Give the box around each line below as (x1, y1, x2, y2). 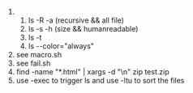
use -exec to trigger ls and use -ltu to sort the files (15, 76, 185, 85)
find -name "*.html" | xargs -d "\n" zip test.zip (15, 67, 169, 76)
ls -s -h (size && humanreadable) (28, 24, 139, 33)
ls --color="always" (28, 41, 95, 51)
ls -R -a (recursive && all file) (28, 15, 124, 25)
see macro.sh (15, 50, 62, 59)
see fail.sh (15, 58, 51, 68)
